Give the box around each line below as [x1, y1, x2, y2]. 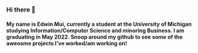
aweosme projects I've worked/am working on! [6, 39, 127, 47]
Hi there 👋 [6, 5, 36, 14]
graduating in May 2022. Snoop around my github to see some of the [6, 33, 183, 40]
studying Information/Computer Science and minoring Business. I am [6, 26, 185, 34]
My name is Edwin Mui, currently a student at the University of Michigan [6, 20, 192, 28]
